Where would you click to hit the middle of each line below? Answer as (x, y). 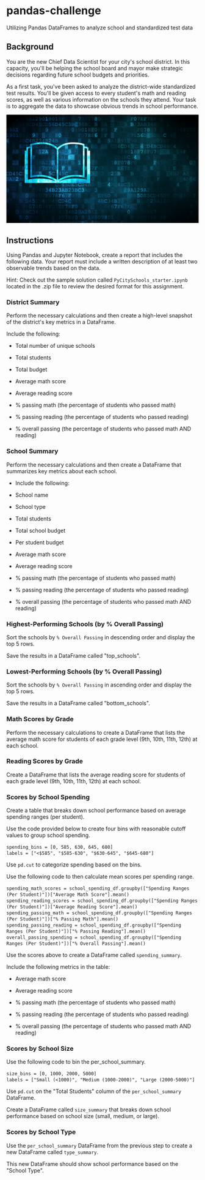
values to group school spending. (48, 835)
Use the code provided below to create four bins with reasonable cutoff (96, 829)
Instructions (30, 240)
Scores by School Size (40, 1049)
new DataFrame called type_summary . (52, 1152)
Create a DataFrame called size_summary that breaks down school (89, 1110)
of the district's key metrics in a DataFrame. (61, 322)
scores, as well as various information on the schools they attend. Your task (101, 99)
